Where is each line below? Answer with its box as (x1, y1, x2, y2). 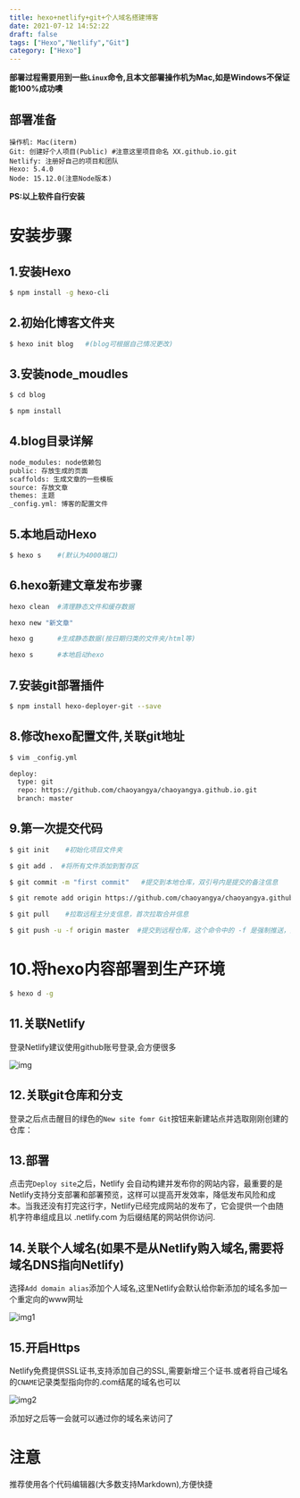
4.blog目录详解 (9, 434, 94, 449)
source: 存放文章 (9, 483, 69, 492)
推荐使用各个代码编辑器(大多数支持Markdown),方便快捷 (9, 1478, 213, 1489)
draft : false (9, 30, 58, 38)
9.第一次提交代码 (9, 821, 104, 836)
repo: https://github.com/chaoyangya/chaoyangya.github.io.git (17, 786, 257, 795)
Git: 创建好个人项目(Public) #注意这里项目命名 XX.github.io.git (9, 147, 237, 157)
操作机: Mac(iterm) (9, 138, 78, 147)
